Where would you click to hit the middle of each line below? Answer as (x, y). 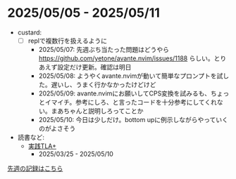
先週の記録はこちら (35, 168)
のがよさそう (57, 128)
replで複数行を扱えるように (68, 41)
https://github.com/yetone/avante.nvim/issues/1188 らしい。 (126, 58)
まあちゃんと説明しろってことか (97, 111)
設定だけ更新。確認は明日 (94, 67)
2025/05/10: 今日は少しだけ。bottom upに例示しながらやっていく (133, 120)
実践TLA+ (42, 146)
